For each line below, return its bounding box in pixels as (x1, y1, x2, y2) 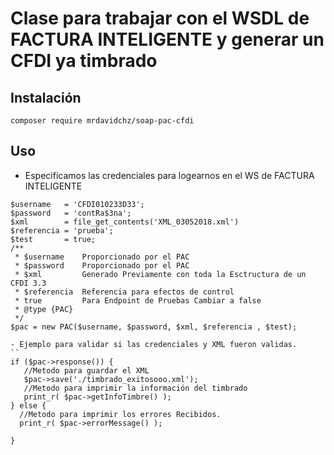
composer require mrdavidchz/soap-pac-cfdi (10, 116, 195, 126)
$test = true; (10, 234, 97, 244)
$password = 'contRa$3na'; (10, 208, 132, 218)
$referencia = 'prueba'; (10, 225, 114, 236)
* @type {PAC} (14, 304, 74, 314)
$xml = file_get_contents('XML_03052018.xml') (10, 217, 240, 227)
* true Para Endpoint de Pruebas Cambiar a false (14, 295, 262, 306)
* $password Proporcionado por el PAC (14, 260, 190, 271)
